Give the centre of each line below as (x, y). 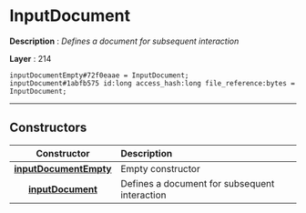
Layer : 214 (31, 58)
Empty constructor (160, 168)
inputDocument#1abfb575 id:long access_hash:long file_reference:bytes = (153, 83)
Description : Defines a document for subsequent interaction (124, 41)
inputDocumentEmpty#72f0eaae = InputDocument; (99, 75)
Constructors (48, 128)
